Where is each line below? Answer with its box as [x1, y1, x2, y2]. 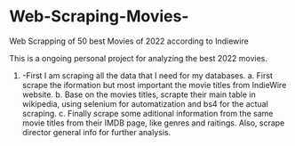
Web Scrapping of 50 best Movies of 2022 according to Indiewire [9, 36, 249, 46]
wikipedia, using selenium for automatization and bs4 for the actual [21, 98, 268, 109]
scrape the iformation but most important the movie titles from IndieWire [21, 79, 287, 90]
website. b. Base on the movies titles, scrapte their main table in [21, 89, 256, 100]
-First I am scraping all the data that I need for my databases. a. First [21, 69, 273, 81]
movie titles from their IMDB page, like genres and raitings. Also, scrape [21, 118, 285, 128]
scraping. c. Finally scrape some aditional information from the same [21, 108, 274, 118]
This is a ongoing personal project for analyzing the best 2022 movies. [9, 53, 268, 63]
